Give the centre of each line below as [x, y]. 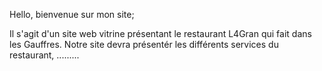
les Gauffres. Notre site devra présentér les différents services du [144, 44]
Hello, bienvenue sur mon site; [72, 14]
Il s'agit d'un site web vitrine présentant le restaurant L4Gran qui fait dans [160, 33]
